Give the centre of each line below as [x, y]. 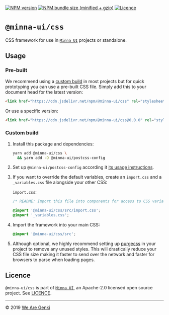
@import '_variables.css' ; [41, 215]
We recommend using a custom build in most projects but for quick [75, 81]
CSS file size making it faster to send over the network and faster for [83, 254]
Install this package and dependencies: [53, 144]
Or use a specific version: [32, 111]
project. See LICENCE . [28, 293]
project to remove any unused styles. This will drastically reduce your [84, 249]
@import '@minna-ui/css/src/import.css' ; [57, 211]
